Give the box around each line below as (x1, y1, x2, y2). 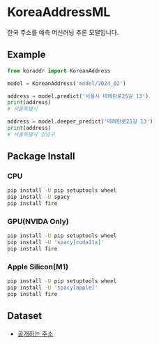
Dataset (7, 310, 43, 322)
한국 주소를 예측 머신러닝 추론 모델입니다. (7, 28, 119, 36)
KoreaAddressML (7, 4, 111, 20)
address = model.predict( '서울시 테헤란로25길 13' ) (7, 92, 149, 100)
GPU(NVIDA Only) (7, 216, 69, 226)
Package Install (7, 151, 75, 163)
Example (7, 49, 46, 61)
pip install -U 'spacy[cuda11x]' (7, 239, 105, 246)
